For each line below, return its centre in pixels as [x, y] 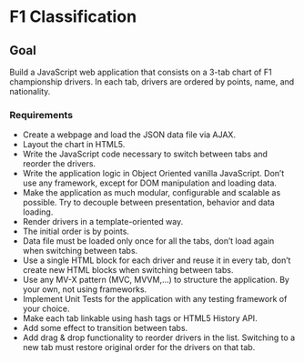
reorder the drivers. [59, 164]
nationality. [30, 91]
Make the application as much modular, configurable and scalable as [152, 193]
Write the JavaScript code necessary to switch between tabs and [145, 154]
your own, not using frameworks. [85, 289]
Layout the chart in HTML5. [74, 145]
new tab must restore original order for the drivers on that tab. [139, 347]
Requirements [41, 115]
